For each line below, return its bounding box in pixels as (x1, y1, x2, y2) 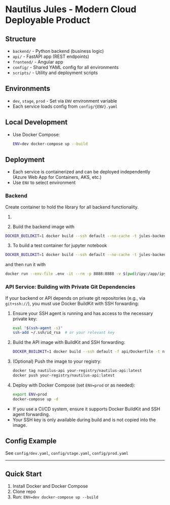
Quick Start (5, 469, 42, 478)
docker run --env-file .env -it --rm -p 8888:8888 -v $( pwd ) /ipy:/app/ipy (5, 271, 166, 276)
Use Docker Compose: (12, 131, 60, 138)
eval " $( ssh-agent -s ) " (12, 325, 63, 331)
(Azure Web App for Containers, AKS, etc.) (12, 174, 102, 180)
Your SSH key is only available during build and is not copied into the (12, 417, 156, 423)
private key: (12, 315, 37, 322)
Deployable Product (5, 14, 91, 26)
